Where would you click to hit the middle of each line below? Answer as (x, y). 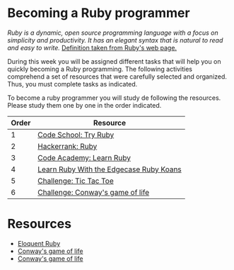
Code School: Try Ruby (76, 135)
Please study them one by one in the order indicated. (84, 105)
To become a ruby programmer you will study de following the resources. (114, 98)
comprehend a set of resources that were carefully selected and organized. (117, 77)
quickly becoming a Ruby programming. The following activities (100, 69)
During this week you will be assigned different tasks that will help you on (114, 61)
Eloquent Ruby (39, 243)
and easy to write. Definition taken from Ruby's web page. (92, 47)
